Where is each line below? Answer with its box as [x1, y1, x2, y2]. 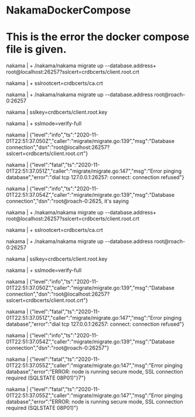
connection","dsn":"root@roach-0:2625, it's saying [6, 197, 129, 205]
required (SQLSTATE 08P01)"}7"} [6, 374, 86, 381]
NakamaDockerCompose [6, 4, 131, 17]
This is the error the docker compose [6, 30, 190, 44]
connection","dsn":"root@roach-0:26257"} [6, 344, 110, 351]
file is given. [6, 43, 67, 56]
